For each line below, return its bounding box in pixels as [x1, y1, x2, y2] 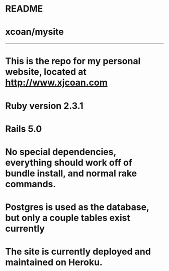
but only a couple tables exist [5, 212, 131, 224]
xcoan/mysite [5, 26, 64, 38]
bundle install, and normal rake [5, 168, 137, 179]
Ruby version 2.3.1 [5, 100, 84, 112]
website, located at [5, 66, 87, 78]
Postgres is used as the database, [5, 201, 149, 213]
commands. [5, 178, 56, 190]
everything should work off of [5, 157, 132, 168]
